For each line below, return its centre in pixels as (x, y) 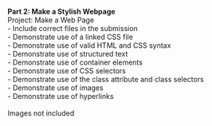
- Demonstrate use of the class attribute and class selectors (106, 79)
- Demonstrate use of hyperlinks (61, 96)
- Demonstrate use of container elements (75, 62)
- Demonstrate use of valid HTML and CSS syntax (89, 45)
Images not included (41, 113)
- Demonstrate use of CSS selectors (67, 71)
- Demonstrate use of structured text (68, 54)
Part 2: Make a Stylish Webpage (62, 12)
